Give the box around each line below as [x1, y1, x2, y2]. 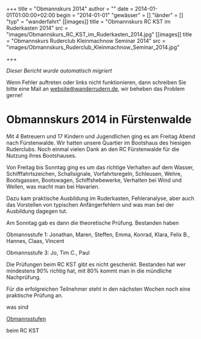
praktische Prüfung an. [6, 291, 63, 299]
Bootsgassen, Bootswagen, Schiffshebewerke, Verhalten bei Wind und [6, 176, 182, 184]
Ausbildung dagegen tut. [6, 207, 68, 215]
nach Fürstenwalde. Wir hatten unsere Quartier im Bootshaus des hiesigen [6, 139, 191, 146]
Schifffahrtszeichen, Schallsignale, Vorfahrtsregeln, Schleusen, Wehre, [6, 170, 182, 177]
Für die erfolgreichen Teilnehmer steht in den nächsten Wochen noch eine [6, 285, 191, 292]
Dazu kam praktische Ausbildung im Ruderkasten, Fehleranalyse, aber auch [6, 195, 195, 202]
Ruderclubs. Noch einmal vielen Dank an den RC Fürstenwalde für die [6, 145, 180, 153]
